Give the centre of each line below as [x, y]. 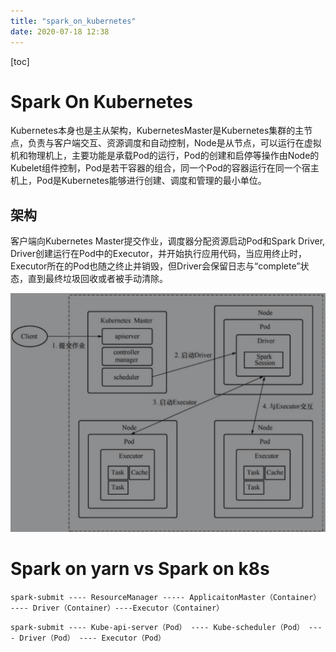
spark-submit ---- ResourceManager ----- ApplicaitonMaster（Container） [166, 598]
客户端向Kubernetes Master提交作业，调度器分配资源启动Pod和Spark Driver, [168, 241]
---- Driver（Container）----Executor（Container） [117, 608]
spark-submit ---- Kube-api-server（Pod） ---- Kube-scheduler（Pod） [157, 628]
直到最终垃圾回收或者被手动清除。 [97, 279]
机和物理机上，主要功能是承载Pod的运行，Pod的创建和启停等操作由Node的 [165, 156]
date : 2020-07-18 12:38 [60, 31]
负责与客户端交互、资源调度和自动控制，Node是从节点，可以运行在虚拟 [174, 143]
